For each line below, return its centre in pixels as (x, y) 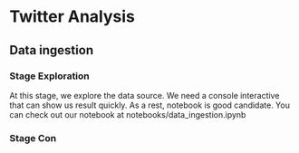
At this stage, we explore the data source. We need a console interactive (145, 95)
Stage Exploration (50, 76)
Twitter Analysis (72, 17)
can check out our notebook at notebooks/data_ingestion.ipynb (128, 114)
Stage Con (33, 138)
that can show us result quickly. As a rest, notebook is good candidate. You (149, 105)
